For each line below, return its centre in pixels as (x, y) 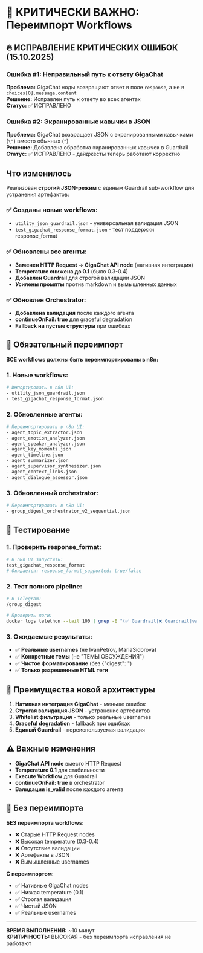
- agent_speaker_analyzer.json (46, 444)
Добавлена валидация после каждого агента (74, 313)
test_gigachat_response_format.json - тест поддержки (85, 230)
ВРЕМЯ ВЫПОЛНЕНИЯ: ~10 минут (50, 930)
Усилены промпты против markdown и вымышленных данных (96, 284)
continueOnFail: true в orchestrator (60, 782)
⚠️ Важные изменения (51, 749)
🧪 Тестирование (38, 530)
